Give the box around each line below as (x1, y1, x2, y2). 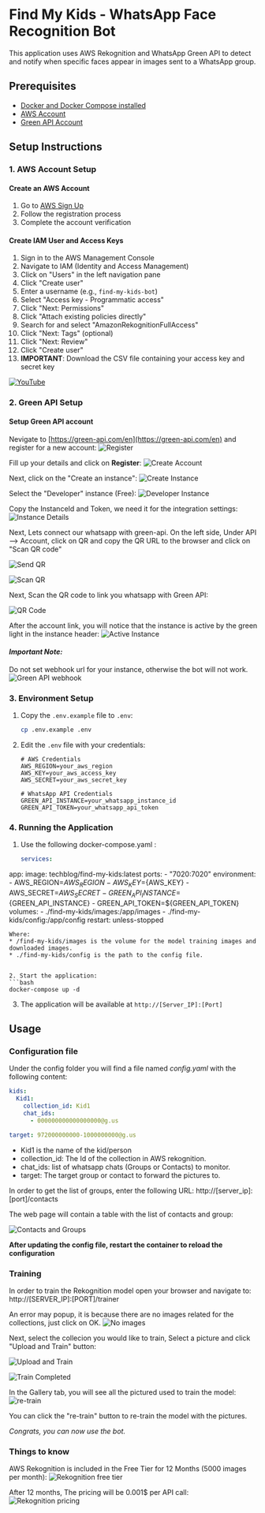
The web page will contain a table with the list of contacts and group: (9, 1209, 233, 1219)
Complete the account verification (20, 218, 132, 227)
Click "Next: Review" (20, 337, 88, 346)
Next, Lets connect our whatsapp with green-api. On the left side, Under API (9, 527, 257, 537)
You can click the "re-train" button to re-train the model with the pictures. (9, 1410, 248, 1421)
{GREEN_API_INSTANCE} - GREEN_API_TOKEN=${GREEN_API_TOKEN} (9, 898, 240, 908)
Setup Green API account (9, 417, 94, 426)
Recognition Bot (9, 22, 117, 40)
